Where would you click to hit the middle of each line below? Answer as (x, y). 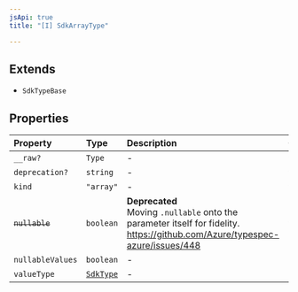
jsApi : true (31, 17)
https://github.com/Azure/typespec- (203, 234)
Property (33, 143)
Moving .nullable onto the (182, 212)
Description (152, 143)
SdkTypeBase (44, 91)
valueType (34, 274)
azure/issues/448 (164, 246)
